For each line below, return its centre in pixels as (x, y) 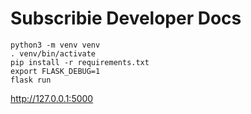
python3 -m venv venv (55, 45)
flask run (31, 80)
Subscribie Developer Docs (126, 18)
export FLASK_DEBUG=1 (55, 71)
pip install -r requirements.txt (80, 62)
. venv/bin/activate (53, 53)
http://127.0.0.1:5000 (52, 98)
